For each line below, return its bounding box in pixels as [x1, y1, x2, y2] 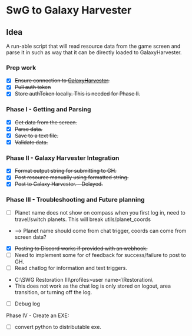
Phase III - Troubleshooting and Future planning [6, 196, 145, 204]
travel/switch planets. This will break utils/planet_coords [14, 216, 151, 223]
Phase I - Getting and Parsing [6, 106, 91, 114]
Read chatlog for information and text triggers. [14, 265, 128, 271]
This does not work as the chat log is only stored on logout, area [14, 282, 171, 289]
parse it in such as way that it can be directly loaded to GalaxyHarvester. [6, 49, 182, 56]
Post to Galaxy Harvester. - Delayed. [14, 180, 103, 187]
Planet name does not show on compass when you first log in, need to [14, 209, 186, 216]
